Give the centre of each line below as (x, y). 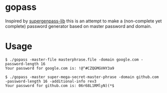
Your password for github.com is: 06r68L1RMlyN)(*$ (60, 86)
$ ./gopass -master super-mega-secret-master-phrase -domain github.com (82, 77)
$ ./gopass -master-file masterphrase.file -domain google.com (72, 59)
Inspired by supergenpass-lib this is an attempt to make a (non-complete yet (83, 21)
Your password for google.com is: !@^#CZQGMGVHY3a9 (60, 68)
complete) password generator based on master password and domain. (79, 26)
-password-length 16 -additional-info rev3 (51, 81)
